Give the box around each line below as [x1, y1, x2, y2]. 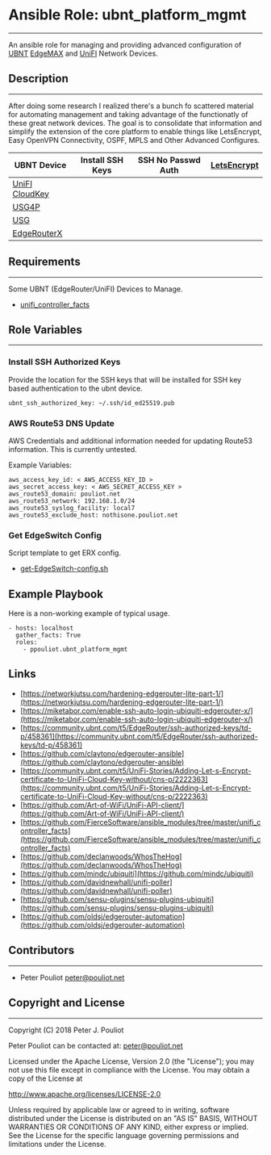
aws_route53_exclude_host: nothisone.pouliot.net [8, 511, 179, 519]
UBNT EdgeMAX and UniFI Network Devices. [8, 48, 159, 58]
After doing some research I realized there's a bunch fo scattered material [8, 101, 254, 111]
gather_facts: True [15, 631, 81, 639]
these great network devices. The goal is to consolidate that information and [8, 118, 262, 128]
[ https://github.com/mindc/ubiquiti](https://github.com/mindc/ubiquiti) [19, 868, 254, 878]
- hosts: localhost [8, 624, 74, 633]
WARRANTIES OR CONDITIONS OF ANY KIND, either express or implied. [8, 1122, 248, 1132]
